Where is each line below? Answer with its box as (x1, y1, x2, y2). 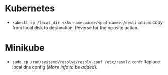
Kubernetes (5, 3, 55, 14)
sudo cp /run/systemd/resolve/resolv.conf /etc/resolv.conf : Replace (12, 58, 160, 65)
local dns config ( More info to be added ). (12, 64, 98, 70)
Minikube (5, 42, 45, 54)
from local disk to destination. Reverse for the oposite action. (12, 24, 139, 30)
